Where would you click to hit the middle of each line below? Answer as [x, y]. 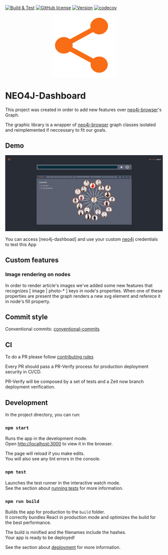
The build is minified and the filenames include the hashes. [66, 532]
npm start [17, 428]
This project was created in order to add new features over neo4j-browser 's [83, 110]
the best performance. [28, 522]
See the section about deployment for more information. [63, 547]
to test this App [21, 244]
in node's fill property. [28, 301]
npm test [16, 472]
